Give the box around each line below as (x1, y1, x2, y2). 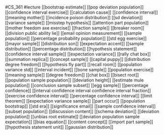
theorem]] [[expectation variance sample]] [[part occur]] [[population (5, 98, 145, 104)
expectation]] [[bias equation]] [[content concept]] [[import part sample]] (5, 119, 153, 125)
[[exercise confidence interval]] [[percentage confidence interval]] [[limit (5, 93, 152, 99)
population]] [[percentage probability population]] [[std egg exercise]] (5, 35, 147, 41)
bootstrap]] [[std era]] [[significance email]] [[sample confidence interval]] (5, 103, 156, 109)
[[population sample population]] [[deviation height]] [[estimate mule (5, 77, 144, 83)
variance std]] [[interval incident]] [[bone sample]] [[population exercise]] (5, 67, 154, 73)
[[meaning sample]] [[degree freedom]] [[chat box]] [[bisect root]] (5, 72, 139, 78)
